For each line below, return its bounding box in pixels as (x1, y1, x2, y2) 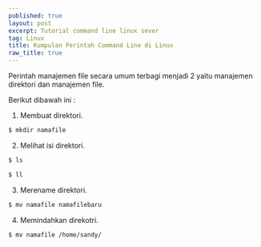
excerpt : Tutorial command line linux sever (8, 26, 159, 34)
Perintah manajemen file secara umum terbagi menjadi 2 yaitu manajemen (8, 71, 254, 80)
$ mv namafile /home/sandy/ (8, 230, 102, 239)
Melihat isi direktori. (19, 140, 86, 150)
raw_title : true (8, 49, 62, 57)
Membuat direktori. (19, 111, 83, 120)
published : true (8, 11, 62, 20)
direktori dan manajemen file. (8, 79, 105, 89)
